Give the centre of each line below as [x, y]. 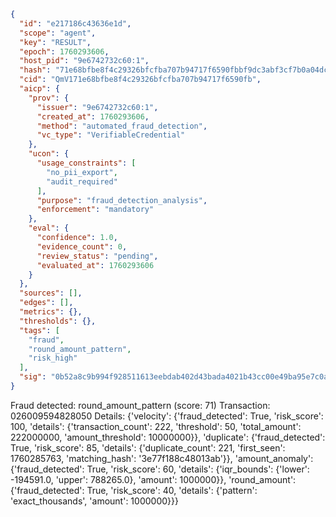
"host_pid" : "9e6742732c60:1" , [84, 61]
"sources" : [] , [51, 293]
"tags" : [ [39, 330]
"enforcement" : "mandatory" [95, 210]
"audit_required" [82, 181]
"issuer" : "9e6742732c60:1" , [97, 107]
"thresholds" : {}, [58, 321]
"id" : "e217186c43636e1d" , [75, 23]
